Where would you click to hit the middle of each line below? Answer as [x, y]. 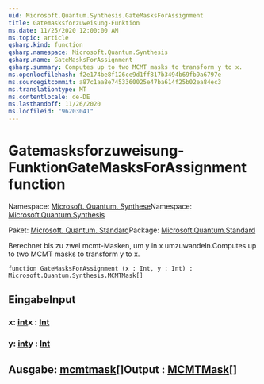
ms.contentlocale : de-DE [49, 97]
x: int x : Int [29, 322]
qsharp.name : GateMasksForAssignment [71, 60]
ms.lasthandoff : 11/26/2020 [55, 104]
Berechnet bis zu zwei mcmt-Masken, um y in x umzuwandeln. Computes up [132, 245]
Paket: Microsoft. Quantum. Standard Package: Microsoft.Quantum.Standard [132, 230]
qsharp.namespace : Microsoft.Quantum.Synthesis [88, 52]
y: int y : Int [29, 344]
